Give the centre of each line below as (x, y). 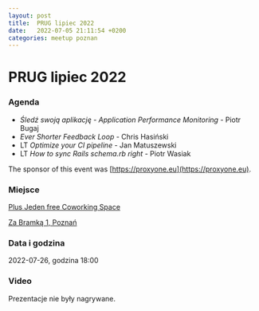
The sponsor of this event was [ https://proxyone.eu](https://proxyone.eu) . (130, 169)
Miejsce (24, 190)
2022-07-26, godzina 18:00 (53, 261)
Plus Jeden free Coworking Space (65, 207)
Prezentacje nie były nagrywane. (62, 298)
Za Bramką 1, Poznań (43, 222)
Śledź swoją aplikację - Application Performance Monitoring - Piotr (130, 120)
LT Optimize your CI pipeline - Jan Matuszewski (98, 145)
